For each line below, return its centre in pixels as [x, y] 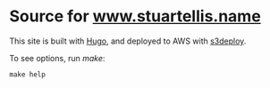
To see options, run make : [57, 58]
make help [28, 74]
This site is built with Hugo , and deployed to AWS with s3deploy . [128, 41]
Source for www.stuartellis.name [135, 16]
